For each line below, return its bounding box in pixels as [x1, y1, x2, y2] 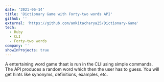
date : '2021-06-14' [5, 7, 45, 12]
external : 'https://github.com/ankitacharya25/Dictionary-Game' [5, 20, 139, 26]
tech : [5, 25, 16, 30]
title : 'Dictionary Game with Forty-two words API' [5, 12, 113, 16]
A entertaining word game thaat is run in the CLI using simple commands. [5, 61, 153, 67]
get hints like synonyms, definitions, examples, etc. [5, 71, 108, 77]
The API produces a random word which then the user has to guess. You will [5, 66, 159, 72]
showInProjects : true [5, 48, 49, 52]
